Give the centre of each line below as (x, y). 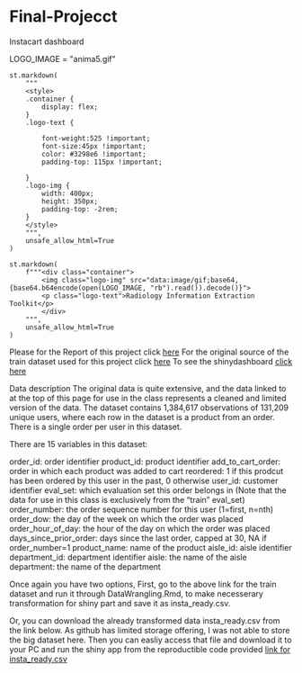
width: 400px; (68, 193)
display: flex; (70, 107)
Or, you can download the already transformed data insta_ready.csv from (145, 620)
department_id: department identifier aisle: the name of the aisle (128, 557)
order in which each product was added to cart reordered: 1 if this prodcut (147, 471)
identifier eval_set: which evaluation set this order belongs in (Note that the (148, 490)
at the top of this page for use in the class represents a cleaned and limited (148, 398)
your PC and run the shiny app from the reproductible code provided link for (150, 649)
